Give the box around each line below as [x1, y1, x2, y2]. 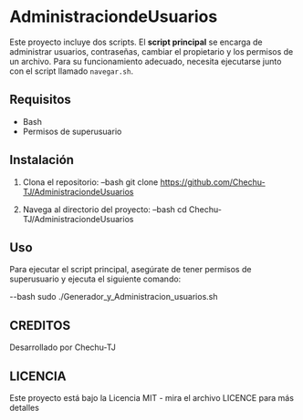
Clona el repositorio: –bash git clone [22, 176, 159, 188]
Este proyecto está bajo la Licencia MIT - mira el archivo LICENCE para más [9, 393, 295, 403]
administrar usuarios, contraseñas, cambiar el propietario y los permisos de [9, 46, 294, 56]
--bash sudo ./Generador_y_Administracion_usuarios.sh [9, 292, 218, 302]
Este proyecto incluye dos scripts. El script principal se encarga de [9, 36, 263, 47]
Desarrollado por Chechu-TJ [9, 342, 116, 353]
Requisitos [9, 92, 71, 108]
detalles [9, 403, 39, 413]
